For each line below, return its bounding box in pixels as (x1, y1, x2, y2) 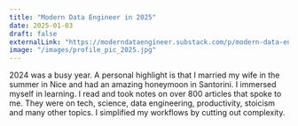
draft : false (9, 29, 58, 38)
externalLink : (9, 37, 62, 47)
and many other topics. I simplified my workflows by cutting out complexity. (9, 107, 286, 118)
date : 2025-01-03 (9, 21, 74, 30)
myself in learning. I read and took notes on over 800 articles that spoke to (9, 89, 282, 100)
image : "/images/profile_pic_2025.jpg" (9, 46, 157, 55)
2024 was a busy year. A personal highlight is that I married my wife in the (9, 70, 280, 80)
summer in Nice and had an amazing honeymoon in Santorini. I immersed (9, 79, 277, 90)
